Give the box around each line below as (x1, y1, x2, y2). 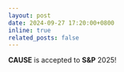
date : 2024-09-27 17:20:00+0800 (8, 19, 115, 27)
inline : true (8, 26, 51, 34)
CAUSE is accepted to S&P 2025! (8, 55, 117, 65)
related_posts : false (8, 33, 80, 42)
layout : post (8, 11, 51, 20)
